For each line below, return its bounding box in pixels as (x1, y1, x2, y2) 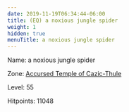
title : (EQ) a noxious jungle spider (7, 17, 118, 24)
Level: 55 (7, 83, 34, 92)
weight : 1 (7, 23, 37, 30)
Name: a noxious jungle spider (7, 56, 96, 64)
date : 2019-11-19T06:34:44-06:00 (7, 10, 106, 18)
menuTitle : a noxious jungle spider (7, 37, 115, 44)
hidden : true (7, 30, 46, 37)
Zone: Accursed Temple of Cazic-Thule (7, 70, 122, 78)
